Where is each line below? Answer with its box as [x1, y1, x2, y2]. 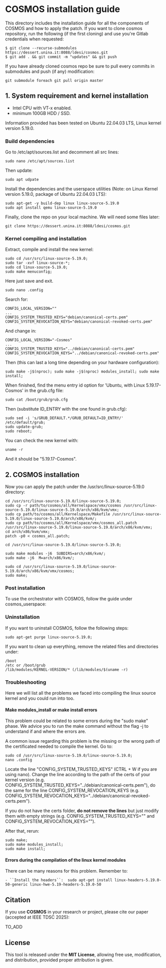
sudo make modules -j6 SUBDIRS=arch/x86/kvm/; [5, 551, 106, 556]
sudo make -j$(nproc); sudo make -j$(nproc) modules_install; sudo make [5, 369, 160, 374]
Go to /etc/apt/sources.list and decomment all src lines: [5, 149, 119, 155]
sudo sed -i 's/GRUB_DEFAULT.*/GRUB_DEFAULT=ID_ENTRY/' [5, 416, 124, 421]
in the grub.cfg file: [24, 388, 64, 394]
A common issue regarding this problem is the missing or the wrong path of [5, 738, 161, 744]
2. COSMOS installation [5, 471, 80, 479]
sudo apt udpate [5, 177, 39, 182]
